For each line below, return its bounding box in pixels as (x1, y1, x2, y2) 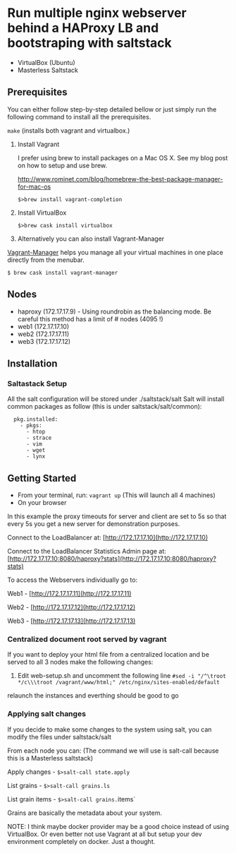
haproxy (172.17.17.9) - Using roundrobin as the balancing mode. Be (17, 307, 212, 316)
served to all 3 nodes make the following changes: (7, 658, 154, 667)
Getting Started (7, 472, 77, 484)
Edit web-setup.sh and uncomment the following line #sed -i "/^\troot (17, 672, 227, 680)
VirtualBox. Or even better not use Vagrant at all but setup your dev (7, 830, 202, 838)
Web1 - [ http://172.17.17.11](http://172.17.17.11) (7, 590, 132, 598)
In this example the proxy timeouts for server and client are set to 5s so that (7, 512, 227, 520)
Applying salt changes (7, 709, 87, 719)
